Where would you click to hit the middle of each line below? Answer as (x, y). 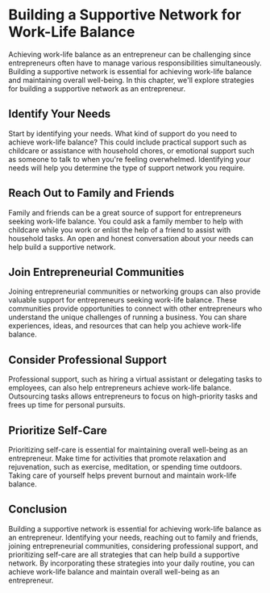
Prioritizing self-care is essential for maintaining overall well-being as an (128, 450)
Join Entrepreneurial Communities (96, 272)
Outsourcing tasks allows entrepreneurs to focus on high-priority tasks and (133, 396)
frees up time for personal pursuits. (67, 405)
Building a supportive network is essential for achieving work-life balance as (135, 528)
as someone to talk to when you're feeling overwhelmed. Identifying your (130, 159)
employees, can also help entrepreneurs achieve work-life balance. (120, 388)
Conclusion (38, 509)
